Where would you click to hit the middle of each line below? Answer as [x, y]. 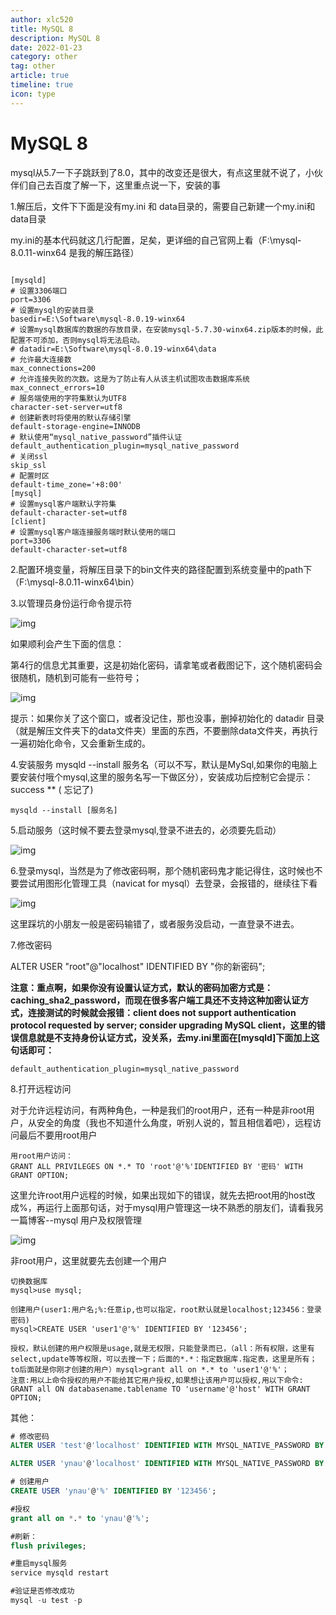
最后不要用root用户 [58, 1135]
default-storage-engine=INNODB [75, 426]
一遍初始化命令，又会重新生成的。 [80, 743]
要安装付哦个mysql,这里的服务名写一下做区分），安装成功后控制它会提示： [162, 777]
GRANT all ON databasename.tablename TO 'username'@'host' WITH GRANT [160, 1389]
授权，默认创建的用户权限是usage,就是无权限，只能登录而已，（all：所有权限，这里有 [162, 1348]
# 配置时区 [30, 476]
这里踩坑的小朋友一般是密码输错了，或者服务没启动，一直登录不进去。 [155, 923]
